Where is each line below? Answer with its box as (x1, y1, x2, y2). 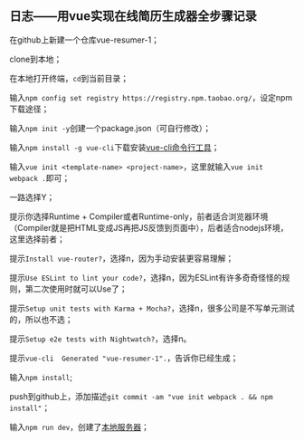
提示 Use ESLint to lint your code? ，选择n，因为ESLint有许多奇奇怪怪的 (9, 272, 282, 283)
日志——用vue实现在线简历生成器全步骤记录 (9, 8, 258, 24)
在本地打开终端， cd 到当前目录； (9, 72, 129, 83)
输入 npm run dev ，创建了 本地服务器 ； (9, 421, 149, 432)
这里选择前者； (9, 234, 65, 244)
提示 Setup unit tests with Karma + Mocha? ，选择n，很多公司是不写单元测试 (9, 302, 295, 313)
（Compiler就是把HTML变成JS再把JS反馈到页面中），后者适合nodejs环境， (9, 222, 289, 233)
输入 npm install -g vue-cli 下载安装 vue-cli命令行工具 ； (9, 141, 220, 152)
